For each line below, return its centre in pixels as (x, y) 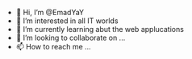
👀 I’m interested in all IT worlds (67, 21)
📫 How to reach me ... (53, 47)
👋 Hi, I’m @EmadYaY (50, 12)
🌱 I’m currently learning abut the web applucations (100, 29)
